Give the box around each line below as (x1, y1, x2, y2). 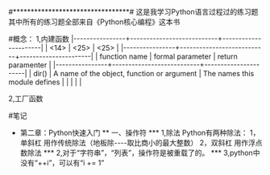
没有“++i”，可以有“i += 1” (19, 158, 105, 167)
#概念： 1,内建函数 (8, 35, 70, 43)
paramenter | (8, 60, 52, 70)
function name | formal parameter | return (99, 51, 238, 61)
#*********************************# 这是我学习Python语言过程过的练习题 (8, 7, 259, 16)
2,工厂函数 (8, 94, 44, 103)
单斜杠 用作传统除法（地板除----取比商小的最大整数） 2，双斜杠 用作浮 (19, 138, 255, 147)
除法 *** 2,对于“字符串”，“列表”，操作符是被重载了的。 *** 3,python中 (27, 148, 260, 157)
